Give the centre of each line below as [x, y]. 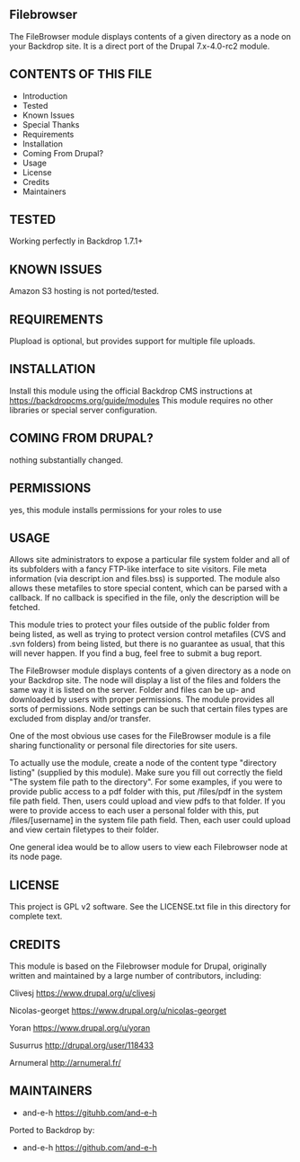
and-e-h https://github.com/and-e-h [89, 1147]
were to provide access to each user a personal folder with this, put [134, 811]
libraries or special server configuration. [83, 410]
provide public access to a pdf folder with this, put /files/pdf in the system [146, 792]
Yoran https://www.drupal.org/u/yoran [80, 1027]
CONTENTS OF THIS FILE [81, 74]
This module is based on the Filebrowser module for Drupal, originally [138, 966]
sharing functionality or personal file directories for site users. [124, 746]
